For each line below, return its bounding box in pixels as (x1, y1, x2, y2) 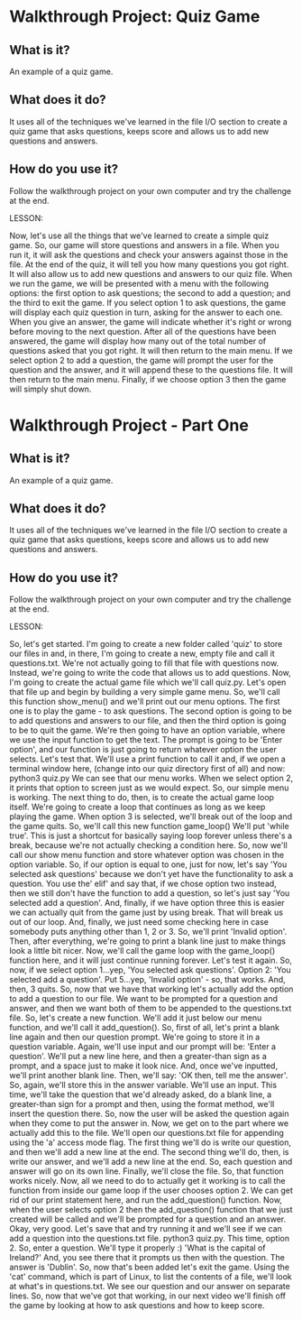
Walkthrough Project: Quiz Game (9, 6, 261, 27)
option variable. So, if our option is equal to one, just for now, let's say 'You (9, 859, 288, 870)
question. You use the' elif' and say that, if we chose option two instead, (9, 878, 277, 890)
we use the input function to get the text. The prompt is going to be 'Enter (9, 734, 282, 745)
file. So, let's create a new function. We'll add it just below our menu (9, 1012, 262, 1023)
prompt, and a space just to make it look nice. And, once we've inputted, (9, 1060, 278, 1071)
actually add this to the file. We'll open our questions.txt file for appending (9, 1128, 284, 1139)
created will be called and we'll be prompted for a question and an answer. (9, 1214, 287, 1224)
